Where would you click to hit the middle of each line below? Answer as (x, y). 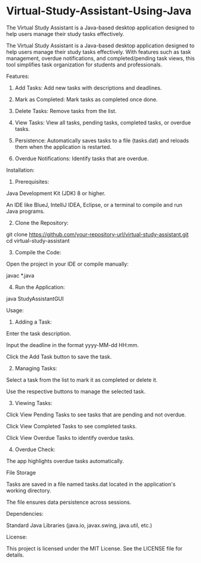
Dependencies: (25, 513)
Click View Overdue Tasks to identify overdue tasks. (70, 437)
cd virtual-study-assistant (38, 241)
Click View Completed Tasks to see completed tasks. (71, 426)
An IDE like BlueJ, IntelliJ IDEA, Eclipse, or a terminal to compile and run (94, 205)
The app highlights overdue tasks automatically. (65, 461)
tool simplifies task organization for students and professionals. (84, 65)
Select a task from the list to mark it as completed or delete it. (82, 380)
